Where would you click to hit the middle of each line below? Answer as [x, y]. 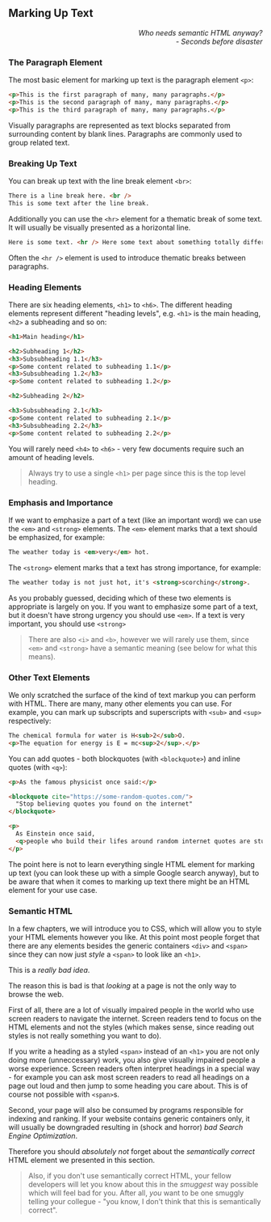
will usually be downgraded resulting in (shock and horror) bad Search [126, 1127]
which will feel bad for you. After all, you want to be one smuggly [136, 1193]
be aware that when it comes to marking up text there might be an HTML [129, 882]
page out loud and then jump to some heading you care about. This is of [128, 1085]
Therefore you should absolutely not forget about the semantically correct [132, 1151]
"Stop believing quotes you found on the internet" [104, 804]
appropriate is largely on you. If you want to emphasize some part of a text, [133, 607]
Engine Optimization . [43, 1135]
